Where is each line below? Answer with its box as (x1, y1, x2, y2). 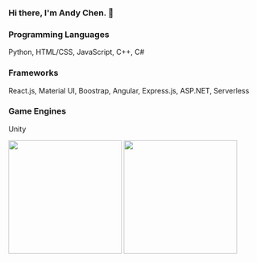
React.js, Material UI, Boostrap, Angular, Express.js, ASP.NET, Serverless (8, 85, 250, 95)
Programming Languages (8, 28, 110, 40)
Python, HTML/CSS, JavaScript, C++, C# (8, 48, 145, 57)
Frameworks (8, 68, 59, 79)
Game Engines (8, 106, 67, 117)
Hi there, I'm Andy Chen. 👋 (8, 7, 114, 19)
